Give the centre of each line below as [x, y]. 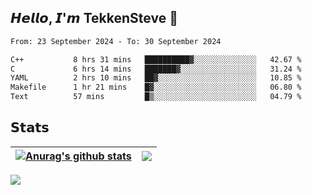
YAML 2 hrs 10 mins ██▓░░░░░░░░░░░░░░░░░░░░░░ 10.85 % [156, 78]
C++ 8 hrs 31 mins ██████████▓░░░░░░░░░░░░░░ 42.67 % [156, 59]
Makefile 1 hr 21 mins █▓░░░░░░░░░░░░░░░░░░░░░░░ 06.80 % [156, 87]
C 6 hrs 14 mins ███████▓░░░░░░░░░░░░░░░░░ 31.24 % [156, 69]
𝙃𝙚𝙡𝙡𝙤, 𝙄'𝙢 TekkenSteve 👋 [94, 18]
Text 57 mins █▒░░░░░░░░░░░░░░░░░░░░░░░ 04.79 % [156, 97]
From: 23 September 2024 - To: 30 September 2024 [116, 41]
